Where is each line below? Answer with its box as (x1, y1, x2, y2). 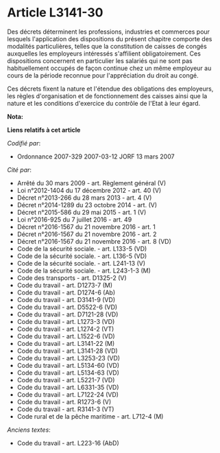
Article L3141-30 (7, 5, 103, 21)
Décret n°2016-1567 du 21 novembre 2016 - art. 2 (16, 230, 157, 238)
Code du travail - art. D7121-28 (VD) (16, 310, 119, 318)
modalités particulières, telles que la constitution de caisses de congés (7, 42, 207, 50)
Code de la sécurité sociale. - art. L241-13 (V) (16, 259, 146, 267)
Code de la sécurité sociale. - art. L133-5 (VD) (16, 244, 147, 253)
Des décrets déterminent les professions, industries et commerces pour (7, 27, 210, 36)
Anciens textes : (7, 426, 51, 434)
